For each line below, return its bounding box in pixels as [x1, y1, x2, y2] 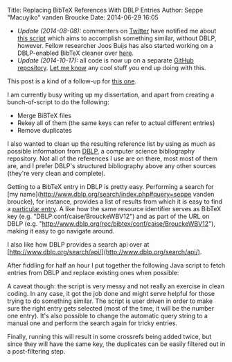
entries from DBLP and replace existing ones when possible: [7, 269, 179, 277]
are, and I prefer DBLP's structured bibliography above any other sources [7, 162, 217, 170]
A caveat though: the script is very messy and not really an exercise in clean [7, 282, 225, 290]
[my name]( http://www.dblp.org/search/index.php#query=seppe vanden [7, 190, 215, 198]
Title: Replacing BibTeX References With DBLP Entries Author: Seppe [7, 6, 204, 14]
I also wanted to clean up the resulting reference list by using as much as [7, 140, 216, 148]
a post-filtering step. [7, 347, 66, 355]
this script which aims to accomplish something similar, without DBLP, [17, 34, 217, 42]
